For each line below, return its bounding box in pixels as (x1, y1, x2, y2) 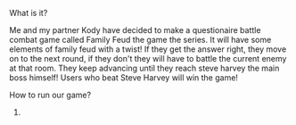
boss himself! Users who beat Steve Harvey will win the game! (9, 72, 239, 83)
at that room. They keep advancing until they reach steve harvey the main (9, 62, 280, 73)
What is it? (9, 8, 48, 18)
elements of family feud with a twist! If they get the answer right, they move (9, 44, 287, 54)
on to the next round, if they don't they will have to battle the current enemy (9, 54, 287, 63)
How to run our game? (9, 89, 92, 100)
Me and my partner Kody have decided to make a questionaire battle (9, 25, 261, 35)
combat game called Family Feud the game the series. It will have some (9, 35, 272, 45)
